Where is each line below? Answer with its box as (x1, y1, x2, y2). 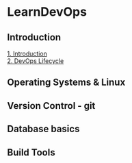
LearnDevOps (7, 4, 88, 20)
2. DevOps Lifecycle (7, 57, 64, 65)
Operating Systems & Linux (7, 77, 126, 88)
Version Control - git (7, 100, 96, 112)
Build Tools (7, 147, 56, 158)
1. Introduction (7, 49, 48, 58)
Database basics (7, 123, 80, 135)
